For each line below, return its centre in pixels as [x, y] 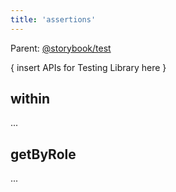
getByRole [43, 154]
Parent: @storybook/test [61, 48]
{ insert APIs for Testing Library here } [88, 67]
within [30, 99]
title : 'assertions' [53, 19]
